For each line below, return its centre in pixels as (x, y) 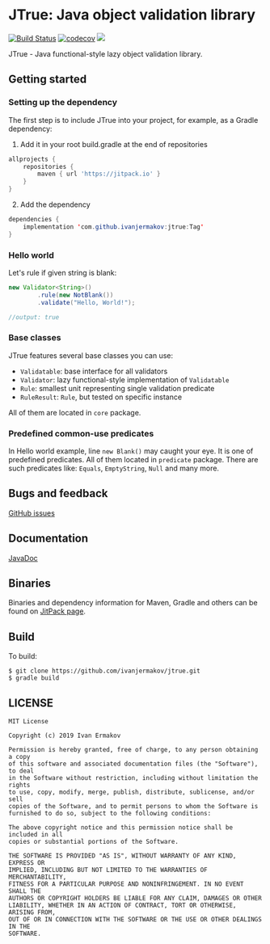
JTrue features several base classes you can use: (91, 355)
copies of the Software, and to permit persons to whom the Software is (133, 807)
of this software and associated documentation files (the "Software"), (133, 764)
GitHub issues (32, 513)
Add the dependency (55, 204)
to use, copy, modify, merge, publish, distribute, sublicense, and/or (131, 792)
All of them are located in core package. (75, 412)
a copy (19, 757)
